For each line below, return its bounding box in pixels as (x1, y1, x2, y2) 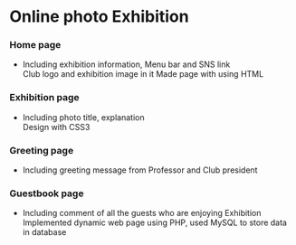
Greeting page (9, 144, 74, 156)
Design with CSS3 (22, 121, 91, 132)
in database (22, 227, 67, 238)
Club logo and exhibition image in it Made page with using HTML (22, 69, 264, 80)
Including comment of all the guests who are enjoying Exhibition (22, 208, 262, 219)
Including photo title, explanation (22, 111, 145, 123)
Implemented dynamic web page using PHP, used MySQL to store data (22, 217, 288, 228)
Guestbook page (9, 187, 84, 200)
